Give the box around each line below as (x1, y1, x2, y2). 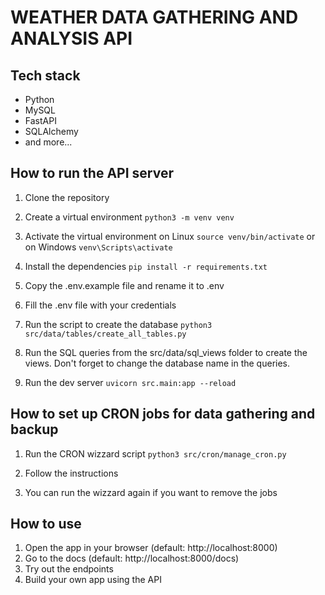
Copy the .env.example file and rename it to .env (24, 279, 225, 291)
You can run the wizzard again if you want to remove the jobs (24, 486, 278, 498)
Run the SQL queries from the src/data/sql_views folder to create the (24, 346, 308, 358)
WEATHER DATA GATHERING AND (10, 6, 299, 29)
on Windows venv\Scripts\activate (24, 241, 173, 253)
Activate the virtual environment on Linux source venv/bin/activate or (24, 230, 316, 242)
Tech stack (10, 67, 81, 84)
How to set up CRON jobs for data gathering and (10, 406, 316, 423)
